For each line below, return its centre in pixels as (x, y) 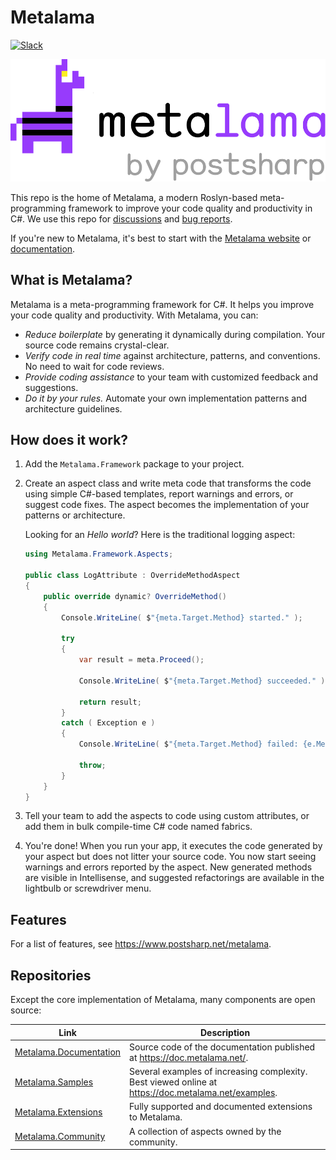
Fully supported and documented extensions (221, 1107)
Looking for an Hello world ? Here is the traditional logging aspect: (160, 535)
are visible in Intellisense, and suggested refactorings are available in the (174, 878)
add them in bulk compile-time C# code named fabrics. (138, 827)
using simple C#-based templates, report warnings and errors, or (159, 494)
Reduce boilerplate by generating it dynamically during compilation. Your (175, 334)
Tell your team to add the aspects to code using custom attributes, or (167, 816)
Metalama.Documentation (68, 1052)
